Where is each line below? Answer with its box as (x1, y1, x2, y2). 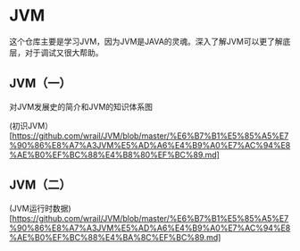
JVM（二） (9, 178, 71, 193)
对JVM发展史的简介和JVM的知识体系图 (9, 101, 154, 112)
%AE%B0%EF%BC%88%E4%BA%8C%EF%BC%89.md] (9, 231, 221, 242)
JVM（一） (9, 76, 71, 91)
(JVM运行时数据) (9, 203, 71, 213)
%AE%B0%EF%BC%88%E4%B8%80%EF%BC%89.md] (9, 149, 221, 160)
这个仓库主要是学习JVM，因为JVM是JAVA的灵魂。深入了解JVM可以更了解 (9, 36, 283, 46)
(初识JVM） (9, 120, 54, 130)
